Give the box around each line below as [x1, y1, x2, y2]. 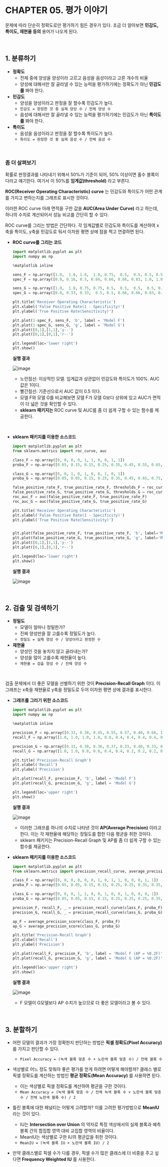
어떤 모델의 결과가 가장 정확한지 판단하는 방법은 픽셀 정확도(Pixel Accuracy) [12, 1040, 162, 1046]
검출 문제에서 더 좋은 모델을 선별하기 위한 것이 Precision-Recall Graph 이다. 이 [5, 681, 161, 687]
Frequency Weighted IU [21, 1156, 72, 1162]
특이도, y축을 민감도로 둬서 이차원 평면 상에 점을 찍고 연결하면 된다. [14, 229, 145, 235]
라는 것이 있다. [12, 1111, 41, 1117]
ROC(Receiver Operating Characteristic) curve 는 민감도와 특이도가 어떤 [5, 189, 153, 195]
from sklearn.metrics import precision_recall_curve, [12, 869, 127, 874]
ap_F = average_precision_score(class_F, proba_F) [12, 919, 120, 924]
